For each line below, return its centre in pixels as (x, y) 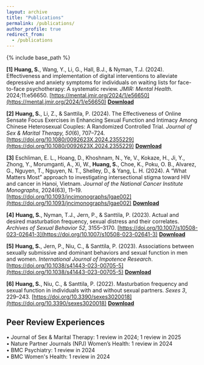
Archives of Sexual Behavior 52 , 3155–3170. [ (63, 228)
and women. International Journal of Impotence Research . (80, 259)
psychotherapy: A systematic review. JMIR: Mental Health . (100, 89)
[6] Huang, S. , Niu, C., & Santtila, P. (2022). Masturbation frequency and (97, 284)
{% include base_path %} (38, 58)
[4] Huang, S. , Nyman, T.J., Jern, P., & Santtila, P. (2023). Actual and (93, 215)
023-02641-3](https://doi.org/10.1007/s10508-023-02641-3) (82, 234)
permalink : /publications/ (40, 23)
